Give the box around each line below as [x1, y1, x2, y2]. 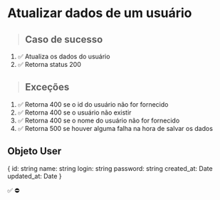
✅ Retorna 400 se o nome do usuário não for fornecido [17, 116, 180, 125]
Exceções [24, 81, 70, 93]
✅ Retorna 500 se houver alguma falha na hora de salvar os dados [17, 124, 214, 132]
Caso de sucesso [24, 33, 103, 46]
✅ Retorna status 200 [17, 60, 82, 68]
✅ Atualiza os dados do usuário [17, 52, 110, 60]
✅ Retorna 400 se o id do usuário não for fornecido [17, 100, 169, 108]
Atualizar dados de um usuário [7, 5, 192, 21]
